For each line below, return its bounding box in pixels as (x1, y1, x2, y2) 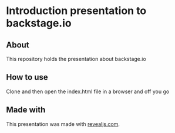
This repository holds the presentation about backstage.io (6, 56, 147, 62)
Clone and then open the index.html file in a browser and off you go (6, 88, 170, 95)
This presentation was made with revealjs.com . (6, 120, 120, 127)
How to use (6, 72, 48, 83)
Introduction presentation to (6, 4, 147, 18)
